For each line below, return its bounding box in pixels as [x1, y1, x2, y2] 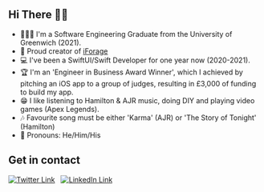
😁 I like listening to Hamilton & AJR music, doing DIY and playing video [19, 95, 255, 105]
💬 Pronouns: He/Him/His [19, 130, 101, 140]
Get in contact [8, 154, 81, 167]
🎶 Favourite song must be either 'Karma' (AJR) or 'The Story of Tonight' [19, 113, 257, 122]
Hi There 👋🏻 [8, 8, 69, 22]
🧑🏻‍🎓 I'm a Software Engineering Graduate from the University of [19, 29, 233, 38]
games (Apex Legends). [19, 104, 100, 114]
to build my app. [19, 87, 74, 97]
